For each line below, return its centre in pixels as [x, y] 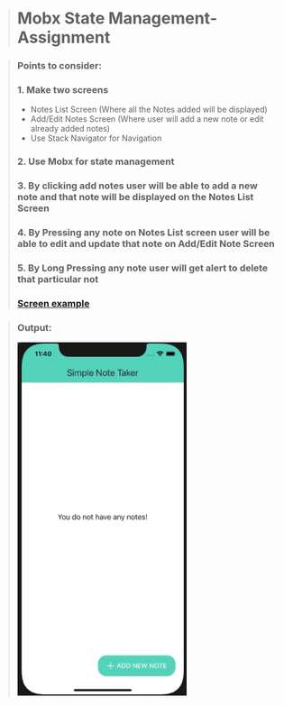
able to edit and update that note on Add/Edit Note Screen [146, 244]
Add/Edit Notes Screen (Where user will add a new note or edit [147, 119]
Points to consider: [60, 66]
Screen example [53, 304]
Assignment [64, 37]
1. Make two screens [63, 90]
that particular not [58, 280]
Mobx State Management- [117, 18]
